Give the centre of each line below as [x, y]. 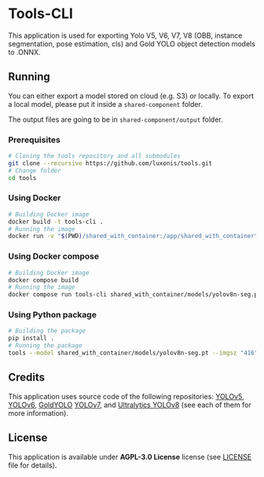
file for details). [33, 465]
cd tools [22, 178]
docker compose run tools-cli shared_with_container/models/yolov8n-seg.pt [135, 295]
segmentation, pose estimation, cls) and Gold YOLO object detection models [132, 43]
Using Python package [52, 315]
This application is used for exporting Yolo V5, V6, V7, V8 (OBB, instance [125, 35]
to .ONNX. [24, 52]
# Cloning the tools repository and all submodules [94, 156]
